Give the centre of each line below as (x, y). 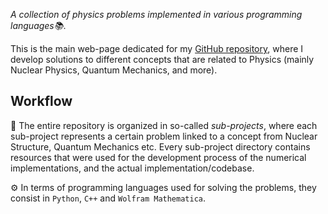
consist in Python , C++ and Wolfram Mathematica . (108, 198)
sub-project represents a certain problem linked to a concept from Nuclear (164, 136)
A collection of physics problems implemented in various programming (156, 14)
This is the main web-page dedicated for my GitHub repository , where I (157, 48)
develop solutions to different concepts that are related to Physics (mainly (162, 59)
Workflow (41, 101)
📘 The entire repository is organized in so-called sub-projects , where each (164, 125)
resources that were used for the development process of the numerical (158, 157)
